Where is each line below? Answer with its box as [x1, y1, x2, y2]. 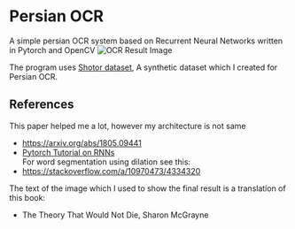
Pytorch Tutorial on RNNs [21, 147, 115, 157]
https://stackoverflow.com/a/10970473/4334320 [21, 165, 201, 176]
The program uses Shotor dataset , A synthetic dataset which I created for [9, 62, 278, 73]
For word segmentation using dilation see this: [21, 156, 191, 167]
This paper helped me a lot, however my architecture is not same [9, 120, 246, 131]
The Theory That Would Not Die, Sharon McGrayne [21, 210, 209, 220]
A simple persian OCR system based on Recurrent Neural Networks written [9, 35, 283, 46]
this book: [9, 192, 46, 202]
